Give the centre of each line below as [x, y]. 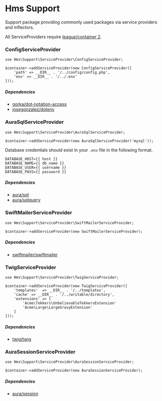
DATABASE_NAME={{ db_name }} [35, 163]
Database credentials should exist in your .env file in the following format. [79, 150]
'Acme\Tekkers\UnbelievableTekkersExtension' [70, 303]
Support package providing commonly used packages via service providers [81, 22]
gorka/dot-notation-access [39, 104]
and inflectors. [20, 27]
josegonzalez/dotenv [33, 109]
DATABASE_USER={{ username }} [36, 167]
